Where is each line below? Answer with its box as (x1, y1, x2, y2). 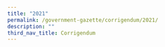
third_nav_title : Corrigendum (7, 29, 96, 37)
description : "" (7, 23, 55, 30)
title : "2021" (7, 10, 49, 17)
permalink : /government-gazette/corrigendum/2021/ (7, 17, 159, 23)
